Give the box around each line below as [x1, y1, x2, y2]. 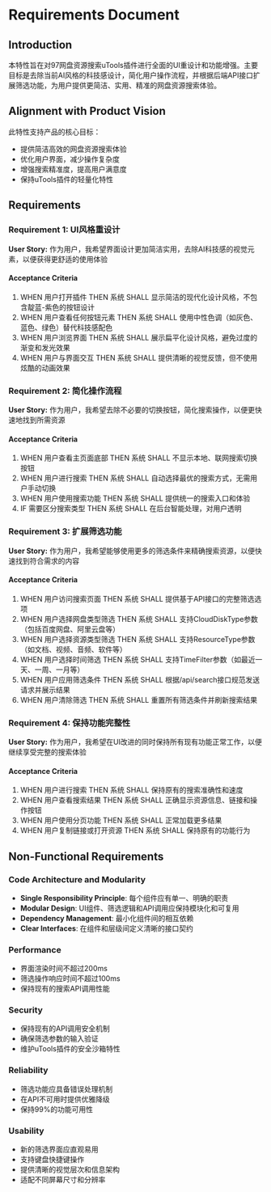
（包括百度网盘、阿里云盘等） [19, 624, 120, 634]
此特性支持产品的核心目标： [8, 127, 101, 137]
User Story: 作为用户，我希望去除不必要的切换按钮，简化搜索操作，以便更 [8, 405, 256, 414]
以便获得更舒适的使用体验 [22, 254, 108, 264]
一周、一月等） [34, 665, 85, 674]
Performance [8, 944, 62, 955]
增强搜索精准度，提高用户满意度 [19, 164, 127, 174]
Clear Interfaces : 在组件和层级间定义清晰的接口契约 [19, 924, 194, 933]
